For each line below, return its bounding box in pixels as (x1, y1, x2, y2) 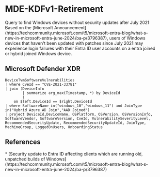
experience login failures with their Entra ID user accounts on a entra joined (5, 45, 156, 51)
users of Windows (109, 35, 145, 41)
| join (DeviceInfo (5, 86, 45, 91)
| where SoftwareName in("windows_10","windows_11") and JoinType (5, 103, 142, 108)
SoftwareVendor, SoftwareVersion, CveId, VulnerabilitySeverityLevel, (5, 116, 151, 121)
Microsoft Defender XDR (5, 65, 81, 73)
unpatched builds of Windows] (5, 156, 66, 162)
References (5, 138, 41, 146)
